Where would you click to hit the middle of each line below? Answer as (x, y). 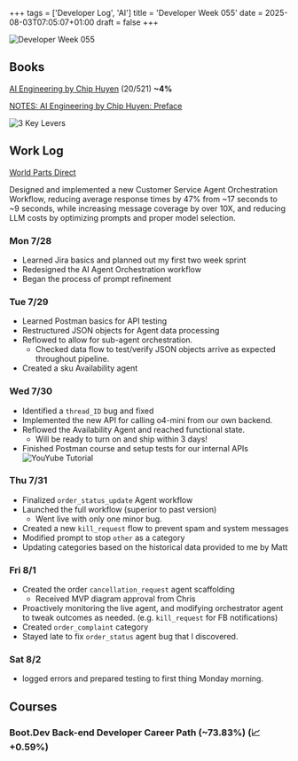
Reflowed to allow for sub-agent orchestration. (107, 340)
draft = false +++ (127, 22)
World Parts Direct (43, 172)
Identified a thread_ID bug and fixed (88, 411)
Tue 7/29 (29, 302)
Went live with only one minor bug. (98, 519)
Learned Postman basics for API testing (94, 321)
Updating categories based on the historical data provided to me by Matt (155, 547)
